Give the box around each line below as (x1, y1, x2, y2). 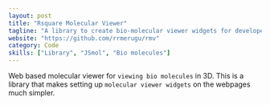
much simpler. (8, 88, 55, 97)
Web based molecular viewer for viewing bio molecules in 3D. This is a (8, 71, 244, 80)
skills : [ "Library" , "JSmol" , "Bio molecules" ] (8, 49, 171, 57)
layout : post (8, 11, 52, 20)
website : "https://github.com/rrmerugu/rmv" (8, 34, 160, 42)
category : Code (8, 42, 59, 50)
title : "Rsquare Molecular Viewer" (8, 19, 128, 27)
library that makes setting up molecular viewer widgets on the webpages (8, 79, 251, 89)
